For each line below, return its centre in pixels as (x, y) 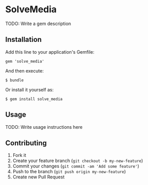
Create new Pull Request (39, 177)
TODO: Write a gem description (38, 24)
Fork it (19, 155)
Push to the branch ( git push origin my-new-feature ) (69, 172)
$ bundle (15, 80)
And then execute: (24, 71)
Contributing (26, 143)
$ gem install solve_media (34, 99)
